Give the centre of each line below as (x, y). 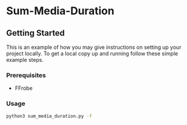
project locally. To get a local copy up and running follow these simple (92, 54)
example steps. (25, 60)
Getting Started (36, 33)
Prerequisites (26, 75)
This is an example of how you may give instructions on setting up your (94, 47)
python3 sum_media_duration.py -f (49, 116)
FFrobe (24, 88)
